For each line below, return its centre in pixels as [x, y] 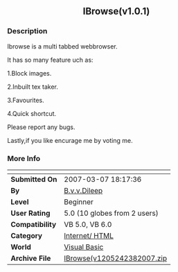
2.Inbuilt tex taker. [33, 87]
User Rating [30, 213]
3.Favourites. [26, 100]
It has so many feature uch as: [50, 60]
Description [27, 31]
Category [27, 235]
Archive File [31, 258]
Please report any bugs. [41, 127]
